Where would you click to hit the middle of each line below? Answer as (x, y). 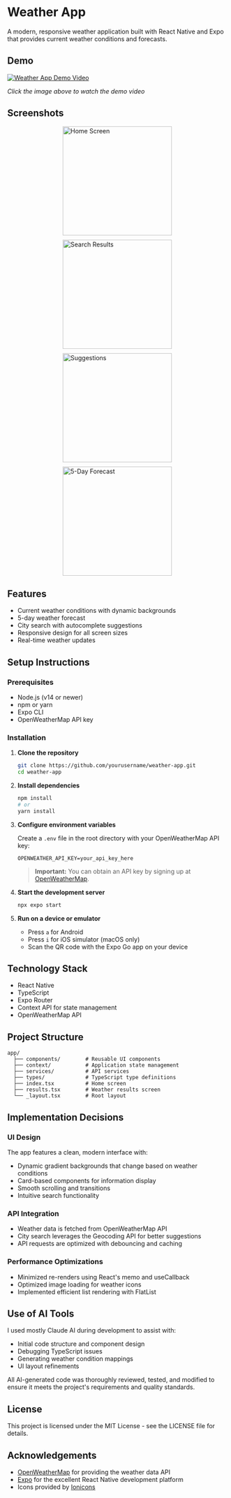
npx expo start (39, 905)
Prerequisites (30, 682)
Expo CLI (30, 712)
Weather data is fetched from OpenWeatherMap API (92, 1229)
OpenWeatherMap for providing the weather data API (94, 1472)
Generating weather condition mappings (75, 1359)
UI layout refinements (48, 1366)
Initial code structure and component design (81, 1344)
